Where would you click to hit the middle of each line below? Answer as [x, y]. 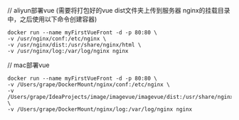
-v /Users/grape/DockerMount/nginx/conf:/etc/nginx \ [89, 85]
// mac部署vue [28, 65]
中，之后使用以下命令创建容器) [52, 19]
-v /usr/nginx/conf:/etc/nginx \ [57, 39]
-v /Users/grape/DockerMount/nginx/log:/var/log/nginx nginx [100, 109]
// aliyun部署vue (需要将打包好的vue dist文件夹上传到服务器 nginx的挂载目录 [119, 10]
